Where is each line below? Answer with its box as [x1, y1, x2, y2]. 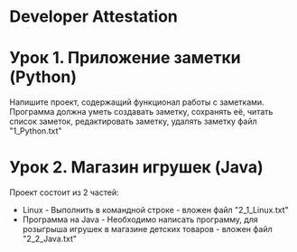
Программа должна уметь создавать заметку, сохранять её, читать [9, 107, 274, 117]
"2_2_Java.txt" [22, 233, 78, 245]
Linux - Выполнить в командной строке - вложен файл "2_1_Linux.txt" [22, 205, 289, 216]
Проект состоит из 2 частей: [9, 187, 119, 198]
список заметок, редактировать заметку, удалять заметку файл [9, 116, 257, 127]
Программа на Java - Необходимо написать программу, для [22, 214, 259, 225]
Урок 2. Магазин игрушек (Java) [9, 157, 264, 178]
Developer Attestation [9, 6, 179, 27]
